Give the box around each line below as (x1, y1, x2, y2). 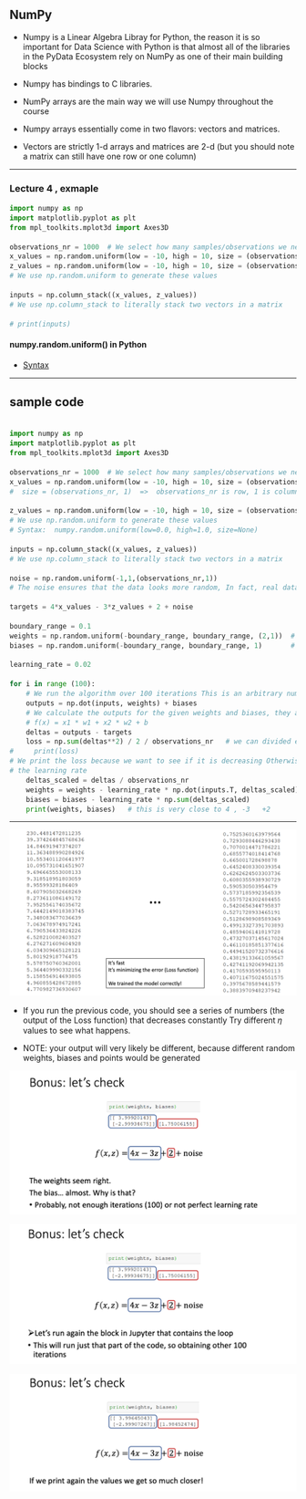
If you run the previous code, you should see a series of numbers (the (22, 1005, 285, 1015)
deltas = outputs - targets (25, 727, 132, 737)
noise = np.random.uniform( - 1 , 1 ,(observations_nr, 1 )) (9, 574, 219, 583)
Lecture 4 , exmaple (9, 182, 99, 194)
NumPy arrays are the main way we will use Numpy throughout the (22, 96, 274, 107)
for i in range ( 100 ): (9, 680, 96, 689)
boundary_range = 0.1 (9, 621, 92, 630)
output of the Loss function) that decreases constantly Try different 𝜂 (22, 1015, 282, 1025)
